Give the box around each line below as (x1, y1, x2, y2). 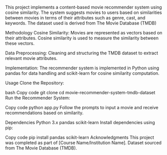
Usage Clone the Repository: (5, 80, 64, 86)
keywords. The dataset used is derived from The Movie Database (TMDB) (5, 20, 157, 26)
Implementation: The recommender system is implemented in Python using (5, 65, 160, 71)
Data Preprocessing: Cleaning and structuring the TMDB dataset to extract (5, 50, 159, 56)
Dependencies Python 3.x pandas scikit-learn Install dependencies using (5, 120, 156, 125)
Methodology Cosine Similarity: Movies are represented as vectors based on (5, 30, 163, 35)
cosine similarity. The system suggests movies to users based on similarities (5, 9, 162, 15)
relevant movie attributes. (5, 55, 58, 61)
